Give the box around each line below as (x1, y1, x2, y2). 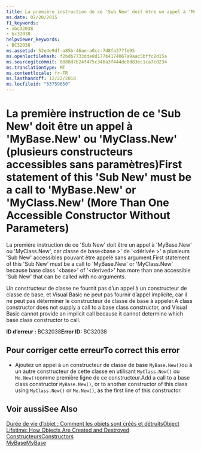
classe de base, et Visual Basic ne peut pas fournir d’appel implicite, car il (6, 291, 187, 298)
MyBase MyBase (6, 439, 47, 446)
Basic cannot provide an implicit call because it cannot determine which (6, 310, 184, 317)
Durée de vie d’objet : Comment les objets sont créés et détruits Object (6, 420, 179, 427)
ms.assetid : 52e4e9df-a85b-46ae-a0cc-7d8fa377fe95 (6, 48, 135, 54)
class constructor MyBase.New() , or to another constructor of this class (14, 380, 188, 387)
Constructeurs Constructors (6, 432, 74, 440)
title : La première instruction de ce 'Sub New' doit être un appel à (6, 8, 186, 15)
